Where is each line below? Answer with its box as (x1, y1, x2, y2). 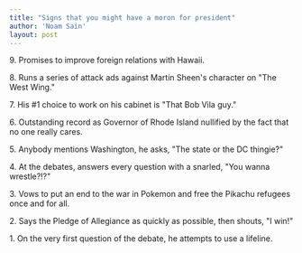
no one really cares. (9, 126, 83, 137)
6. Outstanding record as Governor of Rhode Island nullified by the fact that (9, 117, 289, 127)
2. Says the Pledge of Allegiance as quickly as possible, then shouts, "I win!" (9, 216, 294, 227)
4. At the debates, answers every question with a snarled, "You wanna (9, 162, 270, 173)
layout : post (9, 30, 59, 39)
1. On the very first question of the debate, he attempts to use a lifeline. (9, 233, 273, 244)
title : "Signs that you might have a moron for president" (9, 13, 236, 23)
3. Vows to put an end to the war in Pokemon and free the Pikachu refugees (9, 189, 291, 200)
